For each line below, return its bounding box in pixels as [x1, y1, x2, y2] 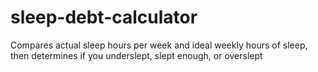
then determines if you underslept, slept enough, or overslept [10, 49, 263, 61]
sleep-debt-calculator [10, 6, 198, 29]
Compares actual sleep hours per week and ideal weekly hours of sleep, [10, 39, 308, 51]
